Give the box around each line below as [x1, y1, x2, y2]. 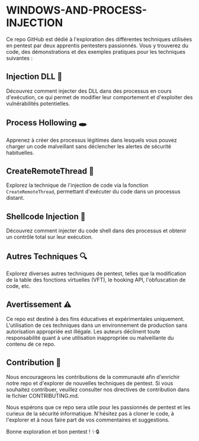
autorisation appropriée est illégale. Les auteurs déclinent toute [6, 327, 161, 335]
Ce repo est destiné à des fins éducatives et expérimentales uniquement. [6, 315, 185, 322]
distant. [6, 194, 25, 202]
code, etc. [6, 283, 31, 290]
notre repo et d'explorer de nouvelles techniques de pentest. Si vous [6, 380, 174, 387]
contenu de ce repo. [6, 341, 56, 348]
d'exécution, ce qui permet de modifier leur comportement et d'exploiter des [6, 93, 193, 100]
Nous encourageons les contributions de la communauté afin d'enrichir [6, 373, 180, 380]
